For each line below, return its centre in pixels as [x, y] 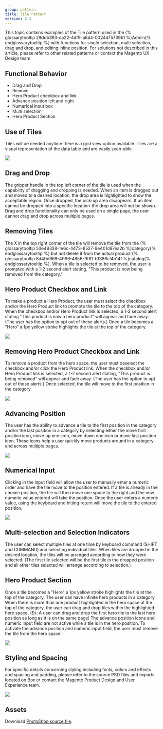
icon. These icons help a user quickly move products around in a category [80, 441]
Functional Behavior [36, 74]
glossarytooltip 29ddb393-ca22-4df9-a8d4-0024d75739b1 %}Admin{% [78, 38]
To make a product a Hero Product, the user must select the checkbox [75, 301]
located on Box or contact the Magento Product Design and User [70, 680]
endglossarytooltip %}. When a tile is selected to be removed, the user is [78, 264]
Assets [16, 710]
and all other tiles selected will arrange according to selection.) [68, 565]
